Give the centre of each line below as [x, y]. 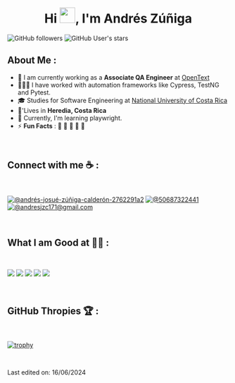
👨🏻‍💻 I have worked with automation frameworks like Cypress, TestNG [118, 85]
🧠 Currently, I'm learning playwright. [70, 118]
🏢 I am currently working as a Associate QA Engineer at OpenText [113, 77]
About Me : [32, 60]
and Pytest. [34, 92]
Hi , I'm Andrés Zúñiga [118, 19]
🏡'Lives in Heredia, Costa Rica [62, 110]
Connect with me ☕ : [53, 165]
